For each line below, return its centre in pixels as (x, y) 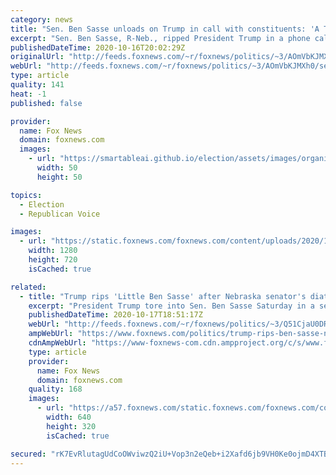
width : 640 (69, 417)
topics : (26, 195)
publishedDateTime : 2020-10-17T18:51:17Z (115, 315)
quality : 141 (37, 85)
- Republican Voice (60, 214)
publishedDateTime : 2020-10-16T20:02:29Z (98, 47)
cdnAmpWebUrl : (57, 343)
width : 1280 (53, 251)
